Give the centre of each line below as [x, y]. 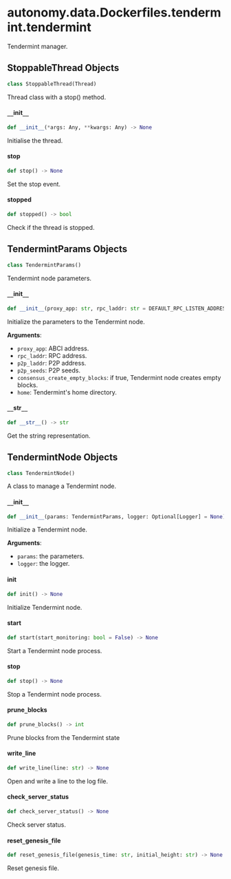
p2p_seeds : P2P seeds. [49, 370]
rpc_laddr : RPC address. [52, 355]
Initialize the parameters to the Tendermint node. [76, 321]
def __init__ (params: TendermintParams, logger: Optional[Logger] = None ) [117, 517]
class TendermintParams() [44, 265]
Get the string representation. [49, 436]
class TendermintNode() [41, 473]
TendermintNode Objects [63, 457]
